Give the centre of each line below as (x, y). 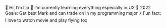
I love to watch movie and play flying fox (46, 20)
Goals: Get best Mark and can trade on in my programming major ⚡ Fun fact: (83, 13)
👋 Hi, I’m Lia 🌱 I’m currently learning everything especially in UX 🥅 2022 (78, 8)
